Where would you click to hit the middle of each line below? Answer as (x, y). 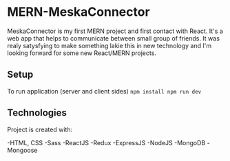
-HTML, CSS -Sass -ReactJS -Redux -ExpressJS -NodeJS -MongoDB (106, 142)
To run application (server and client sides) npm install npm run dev (104, 91)
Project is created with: (40, 129)
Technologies (37, 113)
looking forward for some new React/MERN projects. (82, 53)
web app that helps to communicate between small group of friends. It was (114, 38)
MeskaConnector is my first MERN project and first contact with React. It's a (115, 31)
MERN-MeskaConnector (79, 12)
